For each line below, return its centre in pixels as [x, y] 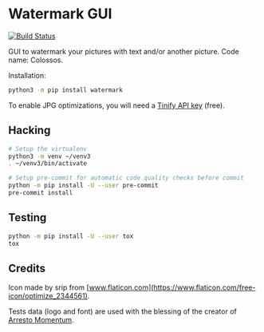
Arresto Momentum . [41, 320]
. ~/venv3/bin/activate [48, 164]
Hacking [30, 130]
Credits [27, 268]
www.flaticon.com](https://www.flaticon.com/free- [172, 287]
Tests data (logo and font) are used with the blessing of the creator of [122, 311]
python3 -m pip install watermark [66, 90]
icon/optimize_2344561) [48, 296]
